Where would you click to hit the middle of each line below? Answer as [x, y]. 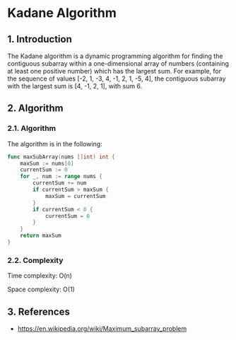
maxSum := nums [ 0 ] [47, 163]
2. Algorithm [35, 109]
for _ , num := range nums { [61, 177]
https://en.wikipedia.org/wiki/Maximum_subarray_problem [102, 329]
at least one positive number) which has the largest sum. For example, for [114, 71]
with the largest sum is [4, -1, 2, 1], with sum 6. [75, 86]
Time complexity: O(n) [40, 276]
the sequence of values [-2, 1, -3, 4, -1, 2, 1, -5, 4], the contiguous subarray [117, 78]
